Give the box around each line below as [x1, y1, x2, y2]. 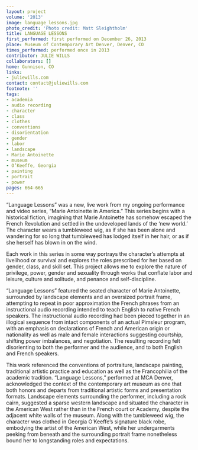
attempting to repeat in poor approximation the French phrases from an [6, 300, 180, 307]
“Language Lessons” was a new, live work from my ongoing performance [6, 201, 185, 208]
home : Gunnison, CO [6, 63, 54, 70]
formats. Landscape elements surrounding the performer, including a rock [6, 393, 186, 400]
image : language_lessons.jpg [6, 20, 78, 25]
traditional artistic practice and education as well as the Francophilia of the [6, 368, 188, 375]
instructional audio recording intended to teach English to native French [6, 306, 180, 313]
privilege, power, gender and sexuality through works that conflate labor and [6, 269, 193, 276]
